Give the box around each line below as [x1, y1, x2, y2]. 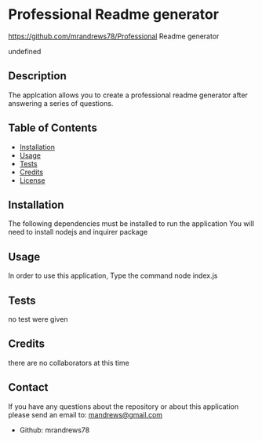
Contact [8, 381, 49, 394]
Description [8, 69, 67, 83]
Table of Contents [8, 122, 98, 135]
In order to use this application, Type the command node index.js [8, 271, 218, 280]
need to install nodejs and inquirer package [8, 228, 148, 237]
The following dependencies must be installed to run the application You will [8, 219, 255, 228]
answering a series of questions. [8, 98, 114, 108]
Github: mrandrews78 [19, 425, 90, 435]
